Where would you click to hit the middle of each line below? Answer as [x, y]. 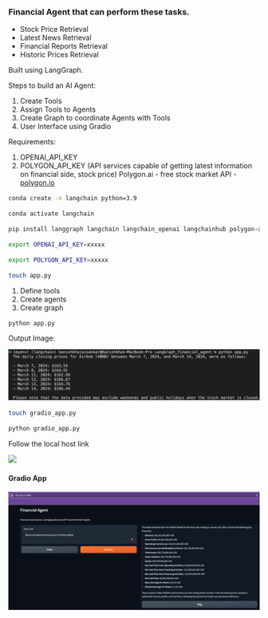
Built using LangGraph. [46, 70]
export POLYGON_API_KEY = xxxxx [59, 260]
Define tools [40, 290]
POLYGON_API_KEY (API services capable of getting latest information [136, 166]
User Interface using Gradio [65, 127]
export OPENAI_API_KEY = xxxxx [57, 244]
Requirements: [32, 142]
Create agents [43, 299]
